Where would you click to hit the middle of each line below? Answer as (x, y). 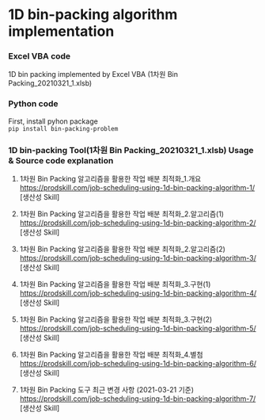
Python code (33, 104)
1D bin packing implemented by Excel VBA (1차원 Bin (93, 74)
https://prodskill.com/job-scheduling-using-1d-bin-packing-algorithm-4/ (138, 293)
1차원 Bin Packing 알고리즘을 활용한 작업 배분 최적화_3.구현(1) (115, 284)
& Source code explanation (61, 160)
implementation (61, 31)
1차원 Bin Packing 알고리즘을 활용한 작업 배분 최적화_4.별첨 (111, 355)
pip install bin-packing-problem (63, 128)
